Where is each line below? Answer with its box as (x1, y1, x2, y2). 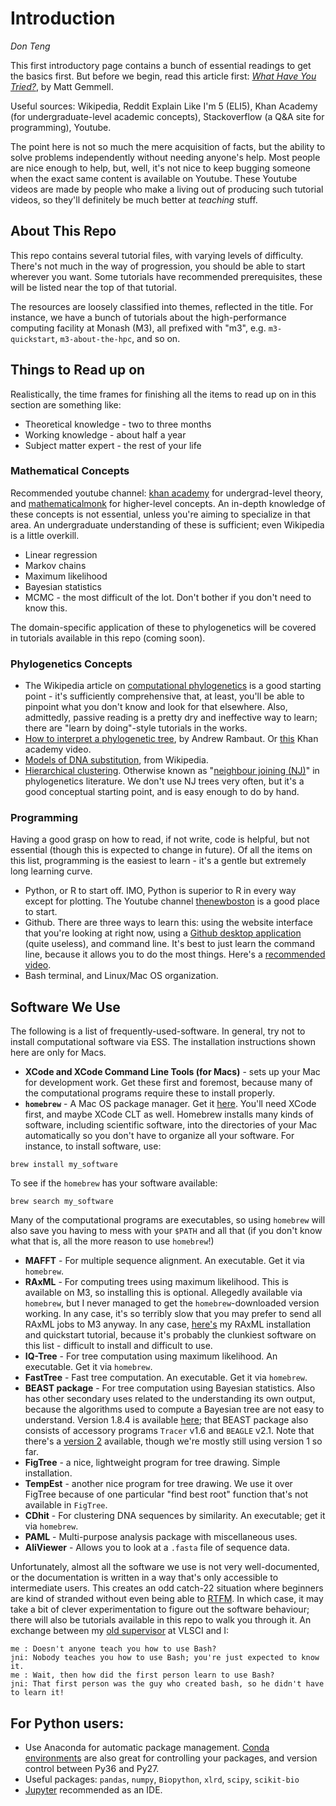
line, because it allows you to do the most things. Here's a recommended (24, 948, 326, 961)
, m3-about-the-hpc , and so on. (54, 332, 181, 344)
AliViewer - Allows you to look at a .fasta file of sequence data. (24, 1542, 291, 1554)
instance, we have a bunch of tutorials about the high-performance (10, 311, 287, 323)
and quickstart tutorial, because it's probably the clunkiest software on (24, 1329, 317, 1341)
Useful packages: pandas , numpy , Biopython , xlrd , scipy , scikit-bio (24, 1773, 300, 1786)
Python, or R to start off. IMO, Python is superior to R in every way (24, 885, 297, 897)
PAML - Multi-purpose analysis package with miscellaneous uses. (24, 1531, 298, 1543)
